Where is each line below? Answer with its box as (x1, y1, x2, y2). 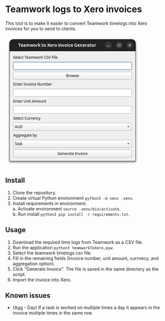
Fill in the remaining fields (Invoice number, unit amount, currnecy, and (12, 255, 159, 261)
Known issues (5, 291, 51, 300)
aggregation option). (12, 260, 55, 266)
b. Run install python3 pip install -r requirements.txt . (12, 211, 130, 217)
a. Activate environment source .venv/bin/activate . (12, 205, 121, 211)
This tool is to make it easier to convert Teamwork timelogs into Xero (5, 20, 147, 26)
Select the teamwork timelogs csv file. (12, 250, 92, 256)
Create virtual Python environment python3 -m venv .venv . (12, 195, 134, 201)
